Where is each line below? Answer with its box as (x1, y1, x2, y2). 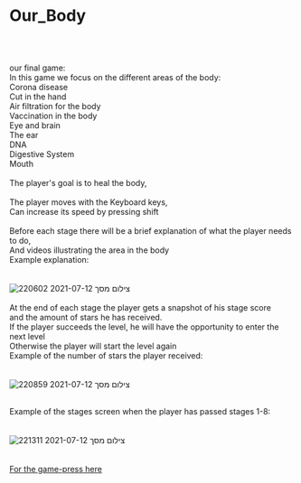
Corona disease (9, 81, 69, 92)
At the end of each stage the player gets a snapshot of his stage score (9, 302, 271, 312)
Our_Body (9, 5, 87, 26)
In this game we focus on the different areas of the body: (9, 71, 221, 82)
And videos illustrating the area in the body (9, 245, 170, 255)
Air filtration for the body (9, 100, 101, 111)
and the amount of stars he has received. (9, 311, 163, 322)
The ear (9, 129, 39, 140)
